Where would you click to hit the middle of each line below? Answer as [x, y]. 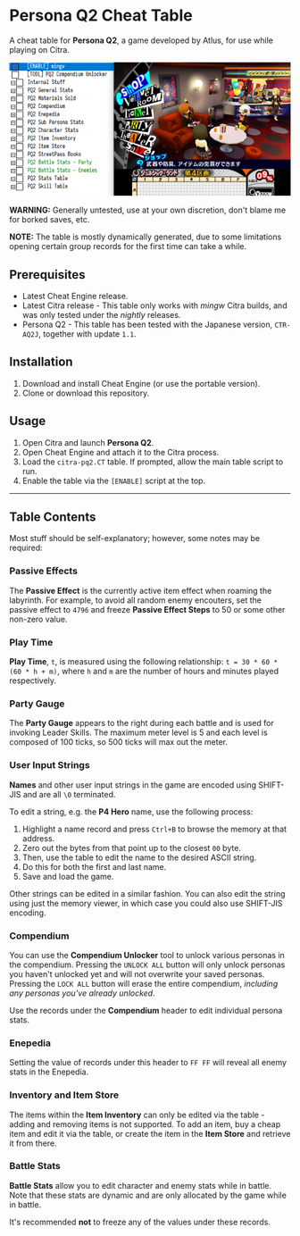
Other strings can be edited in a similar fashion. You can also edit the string [147, 893]
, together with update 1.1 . [87, 334]
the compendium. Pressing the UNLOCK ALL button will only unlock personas [147, 965]
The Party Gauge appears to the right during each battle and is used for [142, 723]
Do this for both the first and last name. [94, 866]
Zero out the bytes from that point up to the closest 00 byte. [131, 848]
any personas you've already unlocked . [82, 993]
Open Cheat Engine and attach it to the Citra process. [121, 452]
